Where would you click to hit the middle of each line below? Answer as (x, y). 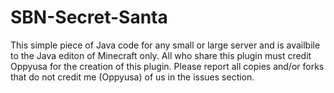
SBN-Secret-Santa (89, 17)
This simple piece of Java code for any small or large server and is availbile (165, 45)
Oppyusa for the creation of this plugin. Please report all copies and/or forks (167, 66)
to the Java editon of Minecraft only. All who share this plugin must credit (161, 55)
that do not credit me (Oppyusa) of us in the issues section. (132, 77)
